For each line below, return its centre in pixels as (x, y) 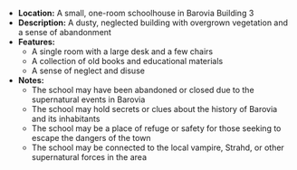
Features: (37, 42)
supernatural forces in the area (89, 157)
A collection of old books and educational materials (127, 61)
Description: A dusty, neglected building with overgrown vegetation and (153, 23)
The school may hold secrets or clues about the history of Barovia (154, 109)
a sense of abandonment (64, 32)
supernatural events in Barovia (88, 99)
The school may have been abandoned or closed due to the (143, 90)
